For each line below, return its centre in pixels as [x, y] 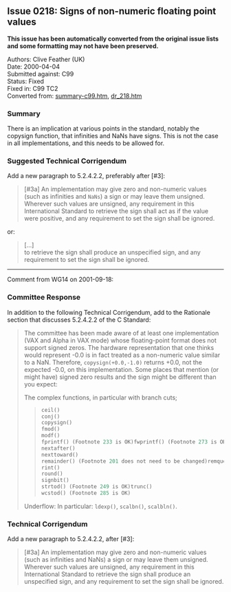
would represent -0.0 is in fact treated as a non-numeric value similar [122, 355]
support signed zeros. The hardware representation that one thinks [119, 347]
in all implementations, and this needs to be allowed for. [86, 143]
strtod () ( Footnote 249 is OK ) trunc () [97, 487]
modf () [51, 436]
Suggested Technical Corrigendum [67, 161]
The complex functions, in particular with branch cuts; [100, 397]
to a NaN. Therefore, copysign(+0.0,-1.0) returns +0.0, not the [113, 362]
